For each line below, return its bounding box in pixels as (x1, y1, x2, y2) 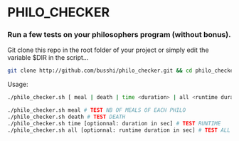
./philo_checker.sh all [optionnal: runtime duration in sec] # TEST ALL (7, 126, 231, 134)
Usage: (7, 80, 28, 89)
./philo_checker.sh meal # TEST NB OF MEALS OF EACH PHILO (7, 107, 186, 114)
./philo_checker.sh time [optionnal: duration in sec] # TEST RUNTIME (7, 120, 221, 127)
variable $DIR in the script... (7, 53, 89, 62)
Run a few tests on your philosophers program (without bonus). (7, 30, 231, 40)
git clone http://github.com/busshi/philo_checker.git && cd (7, 67, 193, 75)
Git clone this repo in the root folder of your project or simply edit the (7, 46, 209, 54)
